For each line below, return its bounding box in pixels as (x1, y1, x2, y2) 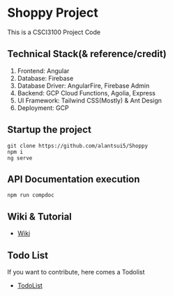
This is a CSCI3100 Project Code (7, 28, 101, 36)
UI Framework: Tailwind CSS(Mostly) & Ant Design (17, 96, 163, 104)
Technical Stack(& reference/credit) (7, 48, 167, 60)
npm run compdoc (7, 192, 54, 199)
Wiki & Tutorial (7, 210, 72, 222)
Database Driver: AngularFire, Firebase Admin (17, 81, 150, 90)
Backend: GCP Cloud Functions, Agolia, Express (17, 88, 156, 97)
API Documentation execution (7, 173, 140, 185)
